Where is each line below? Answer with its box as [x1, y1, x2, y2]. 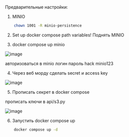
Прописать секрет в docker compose [12, 89, 89, 95]
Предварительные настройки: [5, 4, 68, 10]
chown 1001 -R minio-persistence [14, 23, 82, 28]
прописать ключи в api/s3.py [5, 98, 65, 105]
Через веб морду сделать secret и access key [12, 70, 108, 76]
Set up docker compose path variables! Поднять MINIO [12, 32, 125, 38]
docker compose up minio [12, 41, 65, 47]
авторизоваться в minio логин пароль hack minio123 [5, 60, 114, 66]
